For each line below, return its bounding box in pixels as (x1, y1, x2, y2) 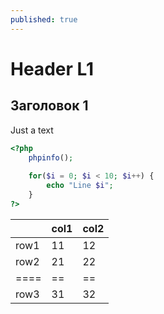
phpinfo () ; (28, 152, 74, 163)
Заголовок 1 (10, 97, 89, 115)
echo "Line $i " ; (46, 181, 114, 191)
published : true (10, 14, 78, 25)
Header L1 (10, 57, 95, 80)
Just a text (10, 124, 54, 136)
